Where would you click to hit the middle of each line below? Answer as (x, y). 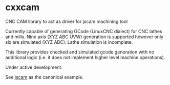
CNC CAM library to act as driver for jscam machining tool (67, 21)
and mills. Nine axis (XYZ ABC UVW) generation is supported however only (84, 37)
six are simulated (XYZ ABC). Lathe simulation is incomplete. (69, 42)
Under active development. (34, 67)
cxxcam (23, 7)
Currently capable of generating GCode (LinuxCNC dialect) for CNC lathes (84, 31)
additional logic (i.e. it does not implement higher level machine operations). (85, 57)
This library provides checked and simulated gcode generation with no (80, 52)
